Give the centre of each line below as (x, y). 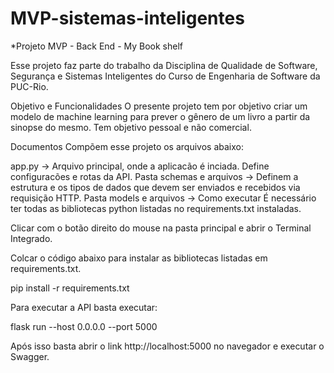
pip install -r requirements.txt (70, 288)
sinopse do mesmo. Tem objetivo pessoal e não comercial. (131, 127)
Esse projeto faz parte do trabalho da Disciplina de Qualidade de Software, (164, 65)
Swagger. (30, 356)
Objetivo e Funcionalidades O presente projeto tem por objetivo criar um (159, 106)
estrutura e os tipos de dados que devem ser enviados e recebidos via (155, 187)
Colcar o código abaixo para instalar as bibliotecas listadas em (139, 258)
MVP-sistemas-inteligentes (127, 18)
